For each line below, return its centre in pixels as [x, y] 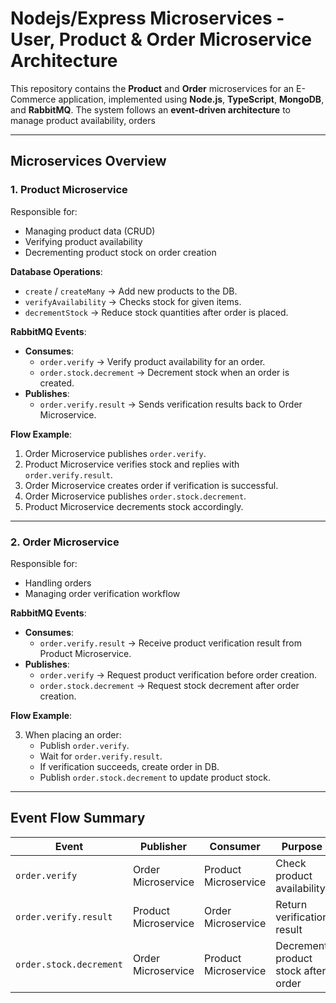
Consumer [235, 846]
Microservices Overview [88, 161]
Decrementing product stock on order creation [120, 252]
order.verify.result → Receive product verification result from [170, 643]
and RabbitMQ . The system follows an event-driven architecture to [150, 109]
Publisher [163, 846]
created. [57, 383]
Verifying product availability [83, 241]
